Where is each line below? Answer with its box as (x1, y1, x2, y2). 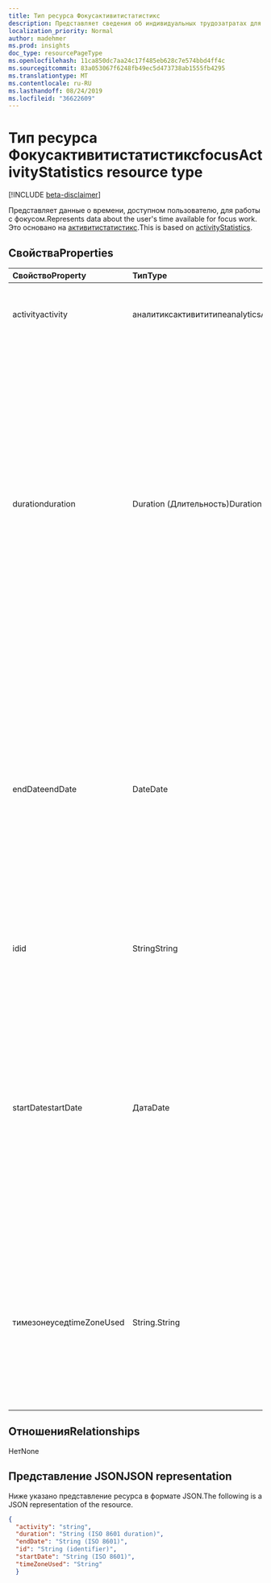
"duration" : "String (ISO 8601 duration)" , (15, 1530, 164, 1539)
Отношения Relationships (8, 1425, 140, 1439)
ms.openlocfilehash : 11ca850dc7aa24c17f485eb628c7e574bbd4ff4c (8, 57, 226, 65)
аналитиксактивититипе (132, 309, 227, 319)
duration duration (12, 498, 76, 509)
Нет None (8, 1446, 40, 1456)
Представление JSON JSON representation (8, 1469, 232, 1484)
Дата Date (132, 1102, 170, 1113)
